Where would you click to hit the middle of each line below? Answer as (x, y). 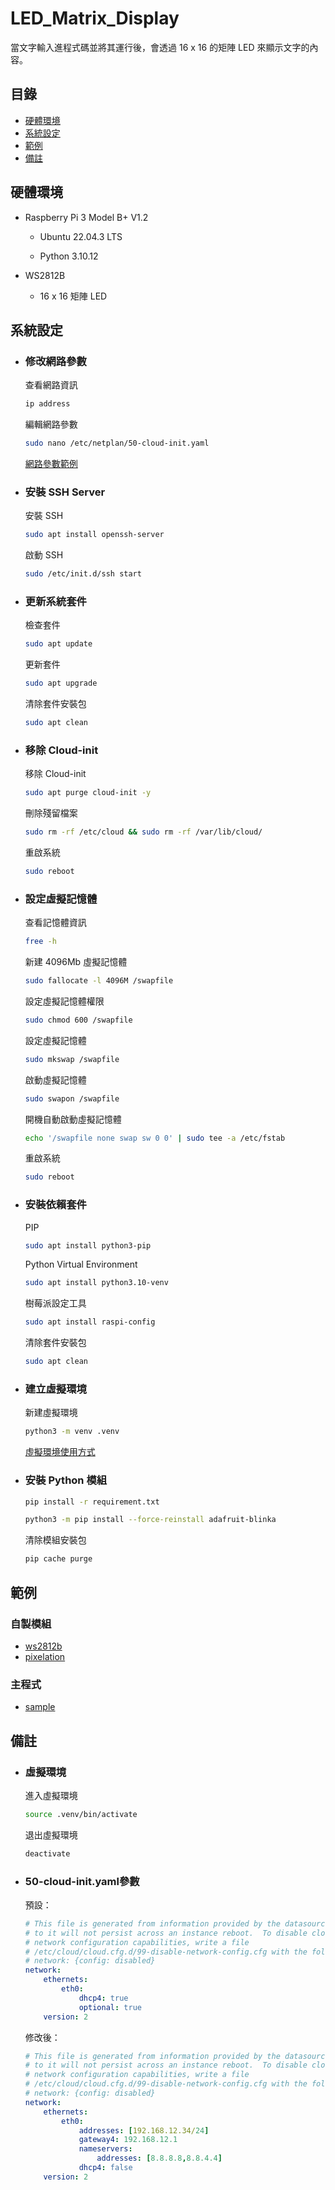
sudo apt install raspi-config (90, 1322)
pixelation (45, 1656)
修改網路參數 (55, 361)
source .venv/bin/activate (81, 1814)
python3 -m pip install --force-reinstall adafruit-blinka (150, 1520)
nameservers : (105, 2149)
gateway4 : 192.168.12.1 (128, 2140)
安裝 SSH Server (65, 492)
